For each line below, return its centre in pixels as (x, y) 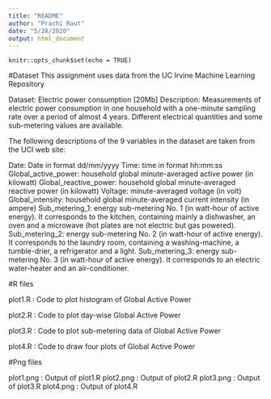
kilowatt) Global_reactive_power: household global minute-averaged (122, 183)
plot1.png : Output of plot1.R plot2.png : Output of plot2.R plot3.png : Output (134, 378)
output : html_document (47, 38)
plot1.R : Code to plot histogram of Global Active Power (100, 300)
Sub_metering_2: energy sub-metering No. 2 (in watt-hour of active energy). (135, 234)
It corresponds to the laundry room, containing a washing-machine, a (124, 242)
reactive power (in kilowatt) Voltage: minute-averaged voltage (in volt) (125, 191)
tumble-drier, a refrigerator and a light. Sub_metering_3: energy (114, 251)
